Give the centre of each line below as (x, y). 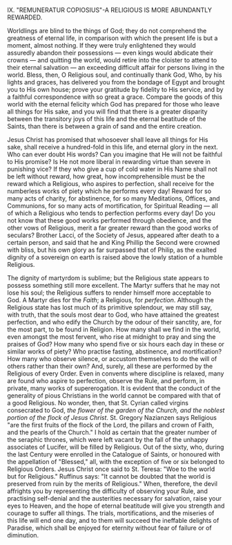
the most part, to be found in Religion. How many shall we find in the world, (114, 329)
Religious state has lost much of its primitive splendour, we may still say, (110, 307)
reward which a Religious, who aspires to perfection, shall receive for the (111, 184)
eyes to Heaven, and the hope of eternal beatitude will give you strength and (116, 506)
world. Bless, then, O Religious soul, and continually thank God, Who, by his (115, 75)
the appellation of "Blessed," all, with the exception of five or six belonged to (116, 462)
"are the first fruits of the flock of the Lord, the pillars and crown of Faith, (110, 425)
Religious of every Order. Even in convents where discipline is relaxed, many (116, 373)
